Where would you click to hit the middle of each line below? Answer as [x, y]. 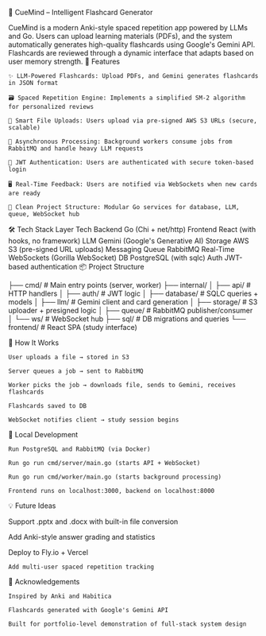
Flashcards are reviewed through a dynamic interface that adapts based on [131, 53]
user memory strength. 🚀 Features [64, 61]
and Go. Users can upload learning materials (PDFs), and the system [120, 36]
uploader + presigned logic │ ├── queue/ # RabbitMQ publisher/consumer [131, 310]
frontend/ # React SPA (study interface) [73, 327]
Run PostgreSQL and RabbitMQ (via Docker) [79, 449]
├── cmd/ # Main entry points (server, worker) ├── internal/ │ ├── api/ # [130, 285]
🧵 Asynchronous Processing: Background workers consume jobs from [120, 142]
